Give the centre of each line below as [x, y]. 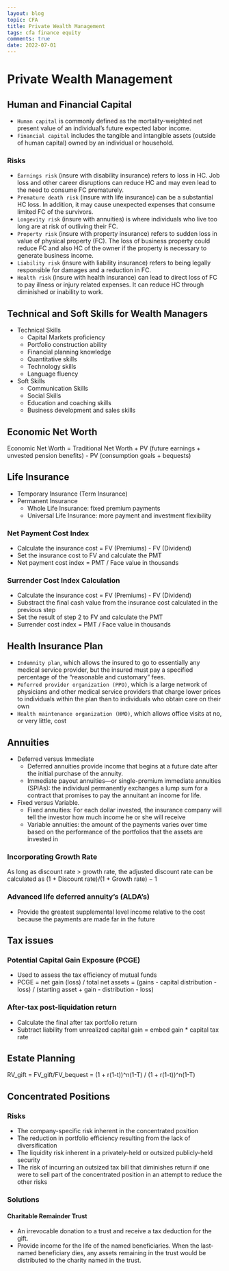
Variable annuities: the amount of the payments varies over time [117, 824]
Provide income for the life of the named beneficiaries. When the [108, 1246]
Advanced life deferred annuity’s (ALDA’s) [79, 897]
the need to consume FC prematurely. [70, 190]
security [29, 1160]
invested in [42, 839]
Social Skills [44, 396]
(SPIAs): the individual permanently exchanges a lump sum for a [118, 788]
